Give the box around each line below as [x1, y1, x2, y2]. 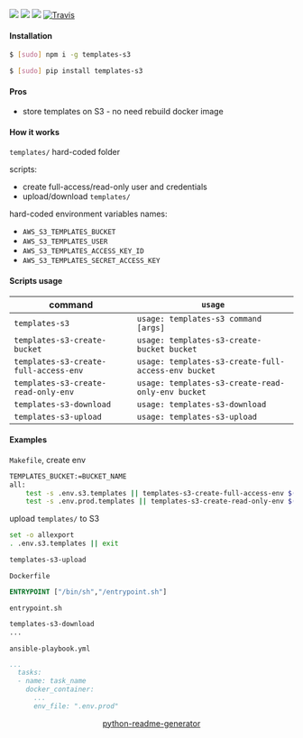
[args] [136, 323, 165, 333]
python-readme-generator [102, 717, 201, 729]
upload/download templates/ [22, 191, 131, 202]
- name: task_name [17, 677, 87, 686]
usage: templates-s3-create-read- [136, 378, 286, 387]
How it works [9, 126, 60, 137]
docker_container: [25, 685, 95, 694]
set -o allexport [9, 531, 75, 540]
